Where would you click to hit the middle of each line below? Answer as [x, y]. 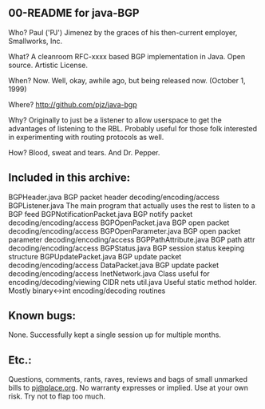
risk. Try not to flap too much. [57, 396]
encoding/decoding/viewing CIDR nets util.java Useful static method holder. [133, 282]
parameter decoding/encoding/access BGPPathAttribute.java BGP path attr [132, 239]
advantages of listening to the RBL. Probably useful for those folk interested [133, 128]
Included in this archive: [69, 178]
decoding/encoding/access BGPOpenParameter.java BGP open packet [125, 231]
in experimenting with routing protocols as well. [86, 137]
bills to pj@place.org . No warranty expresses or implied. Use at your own [129, 388]
